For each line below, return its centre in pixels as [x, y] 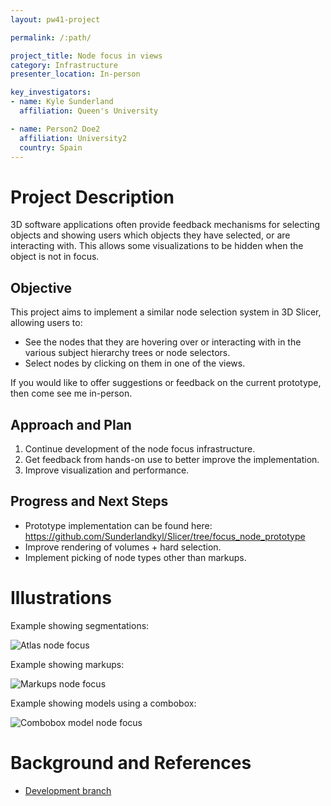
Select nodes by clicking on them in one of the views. [135, 363]
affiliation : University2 [73, 138]
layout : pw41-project [55, 19]
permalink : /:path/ [51, 37]
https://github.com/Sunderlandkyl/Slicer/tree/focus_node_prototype [165, 536]
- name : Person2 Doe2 [55, 129]
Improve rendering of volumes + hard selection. [123, 547]
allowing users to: [46, 323]
